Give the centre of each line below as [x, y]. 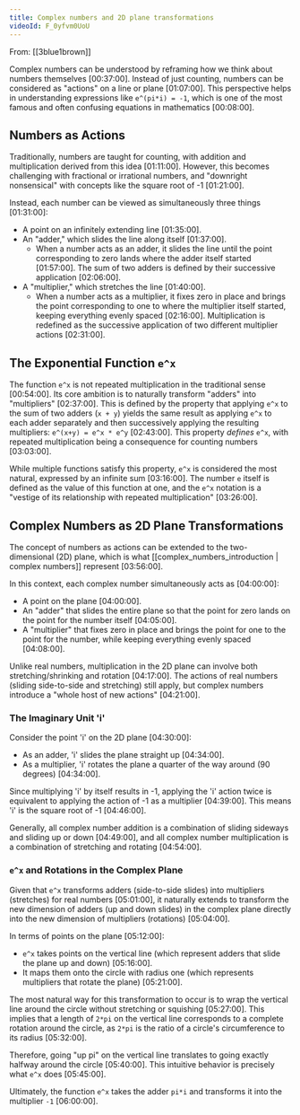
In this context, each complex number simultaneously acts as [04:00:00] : [144, 584]
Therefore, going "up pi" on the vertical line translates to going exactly [139, 1055]
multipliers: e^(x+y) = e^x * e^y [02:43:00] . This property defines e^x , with [149, 433]
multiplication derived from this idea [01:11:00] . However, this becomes [140, 166]
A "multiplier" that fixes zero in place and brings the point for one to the [154, 629]
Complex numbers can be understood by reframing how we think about [141, 69]
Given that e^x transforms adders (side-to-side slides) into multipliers [137, 890]
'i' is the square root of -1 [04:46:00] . [78, 811]
